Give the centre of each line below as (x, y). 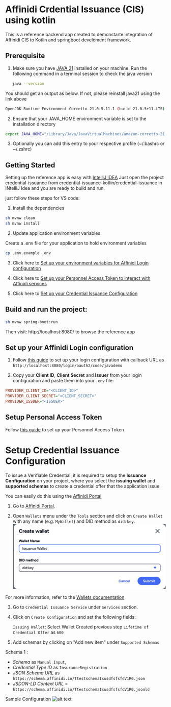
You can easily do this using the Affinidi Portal (53, 496)
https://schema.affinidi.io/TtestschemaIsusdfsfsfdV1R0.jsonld (81, 690)
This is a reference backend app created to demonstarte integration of (79, 34)
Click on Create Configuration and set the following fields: (74, 617)
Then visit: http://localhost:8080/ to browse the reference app (70, 332)
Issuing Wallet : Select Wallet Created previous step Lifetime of (81, 627)
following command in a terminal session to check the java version (82, 74)
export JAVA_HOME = (25, 134)
